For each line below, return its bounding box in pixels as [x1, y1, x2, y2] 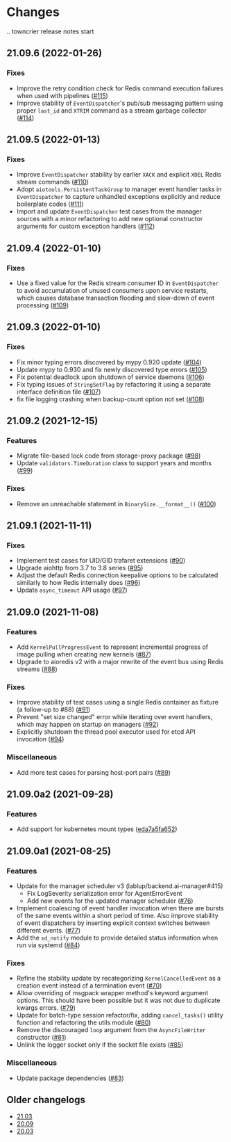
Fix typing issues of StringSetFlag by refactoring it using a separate [16, 380, 211, 388]
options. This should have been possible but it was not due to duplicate [16, 996, 221, 1005]
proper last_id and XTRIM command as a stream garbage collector [16, 106, 207, 115]
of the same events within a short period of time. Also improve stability [16, 912, 219, 920]
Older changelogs [6, 1094, 86, 1106]
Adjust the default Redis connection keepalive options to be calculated [16, 571, 219, 579]
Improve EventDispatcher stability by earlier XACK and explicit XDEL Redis [16, 170, 221, 179]
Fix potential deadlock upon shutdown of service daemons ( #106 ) [16, 373, 205, 381]
